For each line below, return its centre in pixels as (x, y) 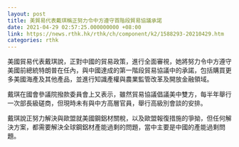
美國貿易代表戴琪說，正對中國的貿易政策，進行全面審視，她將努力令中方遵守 (119, 62)
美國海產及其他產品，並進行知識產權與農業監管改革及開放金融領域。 (113, 80)
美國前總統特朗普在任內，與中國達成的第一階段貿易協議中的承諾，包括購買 (116, 70)
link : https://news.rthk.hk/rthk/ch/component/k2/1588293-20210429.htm (116, 34)
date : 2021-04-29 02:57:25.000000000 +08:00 (74, 27)
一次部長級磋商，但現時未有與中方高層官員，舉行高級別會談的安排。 (107, 103)
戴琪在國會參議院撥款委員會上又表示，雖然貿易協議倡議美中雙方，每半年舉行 (119, 94)
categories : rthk (33, 40)
